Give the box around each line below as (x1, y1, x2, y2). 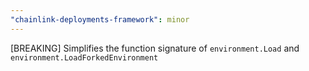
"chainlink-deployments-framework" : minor (10, 14, 190, 25)
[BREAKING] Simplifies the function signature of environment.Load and (10, 42, 300, 54)
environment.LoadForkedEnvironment (10, 52, 159, 63)
